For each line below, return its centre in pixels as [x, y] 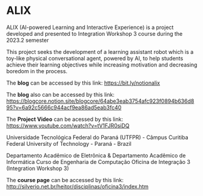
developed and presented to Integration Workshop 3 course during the [95, 33]
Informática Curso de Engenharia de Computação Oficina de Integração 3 [98, 162]
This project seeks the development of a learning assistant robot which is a [100, 51]
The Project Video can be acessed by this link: [65, 119]
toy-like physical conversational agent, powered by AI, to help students [95, 58]
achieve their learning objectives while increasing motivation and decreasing [102, 65]
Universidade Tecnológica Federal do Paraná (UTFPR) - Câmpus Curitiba [98, 137]
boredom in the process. [37, 71]
